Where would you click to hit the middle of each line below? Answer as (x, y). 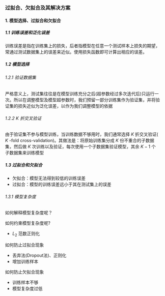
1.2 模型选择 (17, 64)
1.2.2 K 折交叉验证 (23, 118)
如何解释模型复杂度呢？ (29, 213)
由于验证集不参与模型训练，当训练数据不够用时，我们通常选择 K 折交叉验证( (82, 134)
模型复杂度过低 (27, 289)
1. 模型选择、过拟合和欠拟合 (33, 20)
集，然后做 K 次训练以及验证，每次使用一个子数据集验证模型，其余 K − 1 (78, 147)
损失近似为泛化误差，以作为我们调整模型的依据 (65, 106)
